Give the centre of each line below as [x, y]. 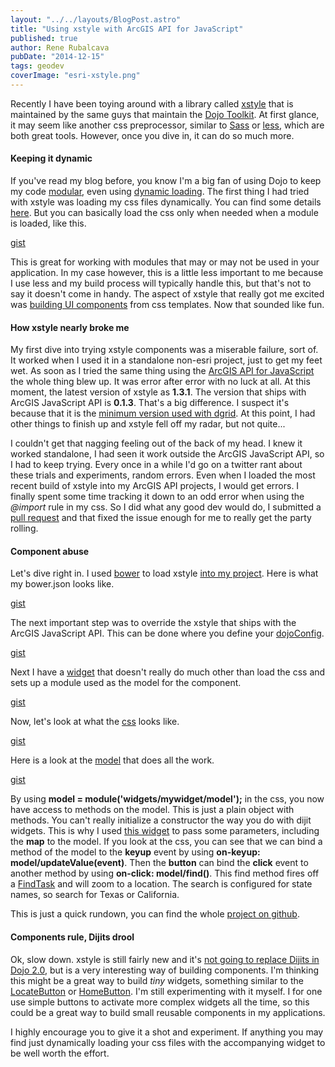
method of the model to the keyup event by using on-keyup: [135, 852]
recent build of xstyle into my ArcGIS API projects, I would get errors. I [155, 486]
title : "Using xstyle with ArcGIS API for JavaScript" [127, 29]
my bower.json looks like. [62, 584]
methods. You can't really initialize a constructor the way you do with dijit [161, 820]
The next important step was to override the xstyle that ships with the [153, 623]
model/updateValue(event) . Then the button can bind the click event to [159, 863]
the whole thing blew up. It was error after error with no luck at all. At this [160, 382]
